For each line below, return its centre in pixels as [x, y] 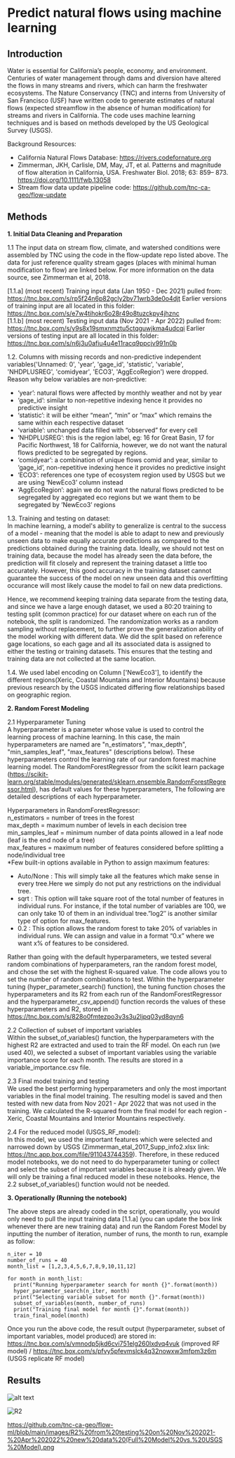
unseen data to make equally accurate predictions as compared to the [108, 540]
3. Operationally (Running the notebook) [67, 1197]
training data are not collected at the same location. [82, 659]
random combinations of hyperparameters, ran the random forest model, [112, 964]
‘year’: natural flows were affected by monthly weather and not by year [120, 393]
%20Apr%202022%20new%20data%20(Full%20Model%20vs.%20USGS [115, 1439]
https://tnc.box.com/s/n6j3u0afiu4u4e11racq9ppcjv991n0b [92, 343]
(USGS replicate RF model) [46, 1358]
